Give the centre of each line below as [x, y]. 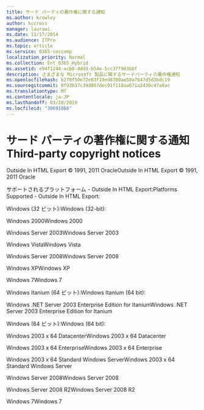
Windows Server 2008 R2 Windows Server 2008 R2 [71, 390]
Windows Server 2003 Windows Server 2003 [62, 233]
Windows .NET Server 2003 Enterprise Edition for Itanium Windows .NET [97, 305]
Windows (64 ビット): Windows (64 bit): [56, 324]
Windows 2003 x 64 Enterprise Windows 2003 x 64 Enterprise [84, 348]
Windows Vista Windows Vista [44, 245]
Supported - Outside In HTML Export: [53, 196]
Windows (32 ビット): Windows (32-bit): [56, 209]
